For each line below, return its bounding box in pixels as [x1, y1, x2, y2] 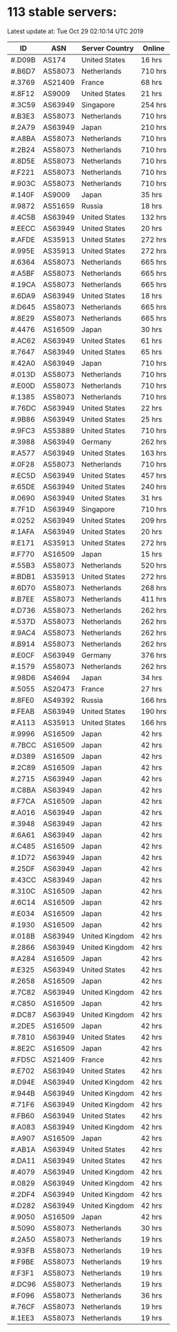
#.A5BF [10, 268, 35, 278]
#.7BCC [10, 740, 37, 750]
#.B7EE [10, 594, 35, 603]
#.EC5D [10, 471, 36, 480]
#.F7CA [10, 796, 36, 806]
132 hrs [140, 212, 167, 222]
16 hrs [140, 55, 162, 64]
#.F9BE [10, 1257, 35, 1266]
